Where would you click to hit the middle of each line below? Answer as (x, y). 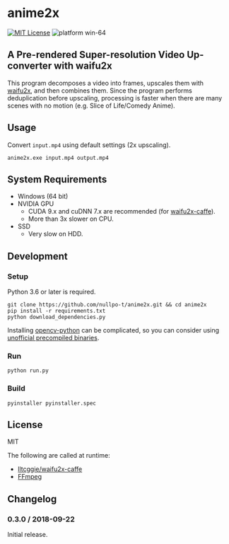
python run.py (28, 371)
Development (38, 256)
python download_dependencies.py (57, 317)
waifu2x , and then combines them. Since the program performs (100, 91)
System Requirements (57, 179)
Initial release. (28, 535)
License (25, 425)
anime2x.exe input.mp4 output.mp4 (58, 158)
